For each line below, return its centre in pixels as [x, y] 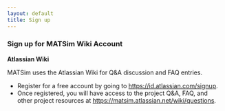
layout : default [30, 13]
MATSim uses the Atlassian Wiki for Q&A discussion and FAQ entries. [105, 72]
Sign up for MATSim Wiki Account [65, 44]
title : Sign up [29, 20]
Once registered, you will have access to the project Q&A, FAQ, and [112, 93]
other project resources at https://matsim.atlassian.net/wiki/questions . [117, 100]
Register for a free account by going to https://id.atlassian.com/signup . [117, 85]
